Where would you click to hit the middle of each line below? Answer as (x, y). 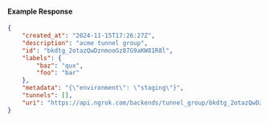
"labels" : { (42, 58)
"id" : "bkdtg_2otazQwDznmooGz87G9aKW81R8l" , (98, 51)
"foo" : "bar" (58, 73)
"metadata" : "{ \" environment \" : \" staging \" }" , (103, 88)
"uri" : (33, 103)
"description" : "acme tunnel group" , (85, 43)
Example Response (40, 11)
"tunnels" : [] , (47, 96)
